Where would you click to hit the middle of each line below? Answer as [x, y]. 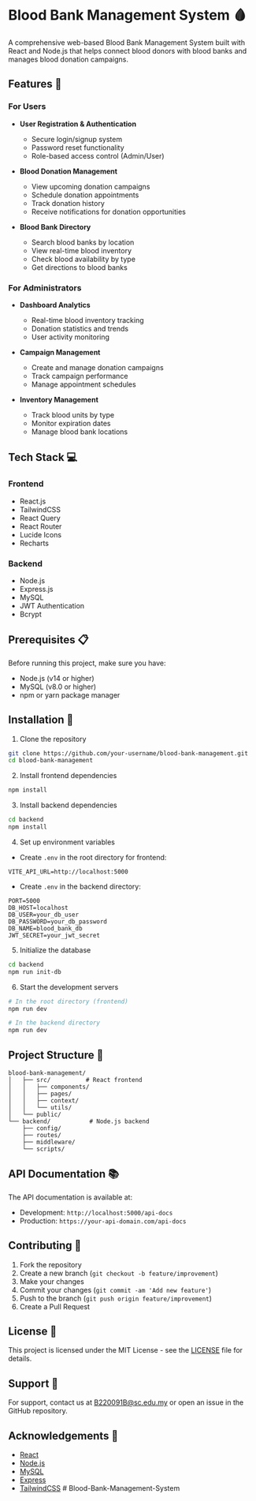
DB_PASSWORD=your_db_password [58, 921]
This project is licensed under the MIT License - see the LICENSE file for [125, 1350]
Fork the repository [51, 1264]
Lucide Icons [40, 534]
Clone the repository [53, 739]
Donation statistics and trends [80, 328]
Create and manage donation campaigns [97, 367]
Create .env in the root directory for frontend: [93, 857]
